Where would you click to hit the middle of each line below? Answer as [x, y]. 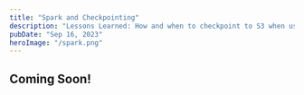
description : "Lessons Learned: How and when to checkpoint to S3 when [147, 26]
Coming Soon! [51, 78]
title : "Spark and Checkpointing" [75, 17]
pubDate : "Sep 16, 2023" [56, 34]
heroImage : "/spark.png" [56, 43]
